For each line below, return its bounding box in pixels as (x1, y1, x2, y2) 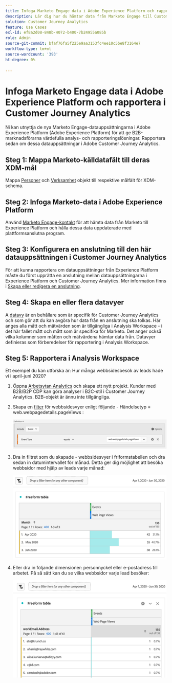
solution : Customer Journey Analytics (5, 19, 88, 24)
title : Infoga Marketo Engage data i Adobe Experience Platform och (5, 8, 155, 13)
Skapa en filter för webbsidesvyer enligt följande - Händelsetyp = (12, 404, 151, 410)
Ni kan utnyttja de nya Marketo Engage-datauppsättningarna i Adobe (5, 124, 151, 131)
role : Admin (5, 35, 31, 41)
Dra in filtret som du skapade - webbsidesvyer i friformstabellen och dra (12, 454, 165, 460)
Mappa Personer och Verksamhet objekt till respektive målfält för (5, 177, 142, 184)
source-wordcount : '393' (5, 51, 58, 57)
